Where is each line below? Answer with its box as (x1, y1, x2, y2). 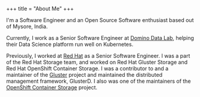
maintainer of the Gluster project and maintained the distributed (6, 71, 163, 78)
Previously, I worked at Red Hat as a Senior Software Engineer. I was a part (6, 52, 190, 59)
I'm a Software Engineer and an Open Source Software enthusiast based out (6, 17, 194, 23)
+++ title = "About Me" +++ (6, 5, 74, 12)
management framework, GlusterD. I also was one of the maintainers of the (6, 77, 191, 85)
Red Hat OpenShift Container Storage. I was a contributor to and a (6, 65, 169, 72)
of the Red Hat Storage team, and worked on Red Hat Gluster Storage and (6, 59, 188, 65)
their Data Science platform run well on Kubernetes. (6, 41, 134, 48)
